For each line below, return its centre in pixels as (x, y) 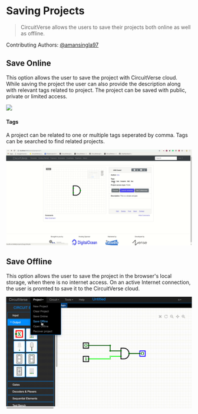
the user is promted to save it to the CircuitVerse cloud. (73, 288)
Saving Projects (45, 11)
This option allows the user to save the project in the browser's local (89, 276)
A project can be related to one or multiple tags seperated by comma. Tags (97, 135)
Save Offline (29, 262)
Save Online (29, 63)
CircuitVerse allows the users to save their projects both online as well (105, 27)
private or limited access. (37, 96)
